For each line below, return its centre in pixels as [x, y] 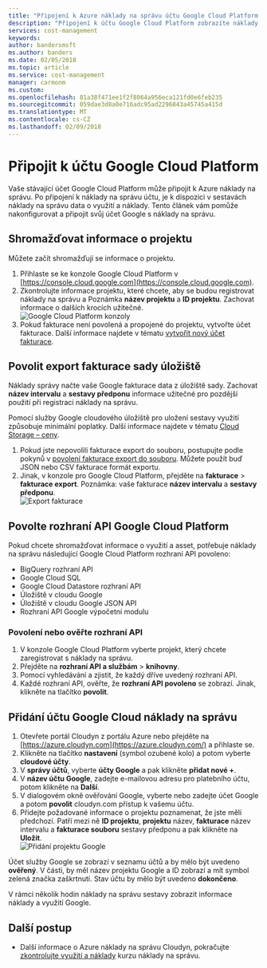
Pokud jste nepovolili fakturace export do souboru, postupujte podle [132, 451]
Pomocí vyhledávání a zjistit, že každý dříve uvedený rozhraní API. [128, 675]
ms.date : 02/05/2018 [43, 61]
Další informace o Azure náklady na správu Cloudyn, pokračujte [124, 947]
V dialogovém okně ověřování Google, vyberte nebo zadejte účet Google [139, 796]
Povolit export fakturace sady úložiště [105, 366]
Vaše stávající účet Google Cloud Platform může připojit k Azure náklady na [132, 188]
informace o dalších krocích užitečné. [81, 307]
